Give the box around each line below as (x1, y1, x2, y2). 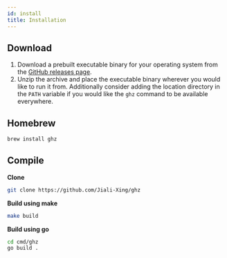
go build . (7, 245, 39, 252)
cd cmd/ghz (7, 238, 39, 246)
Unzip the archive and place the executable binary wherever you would (17, 75, 221, 84)
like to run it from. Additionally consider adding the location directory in (17, 82, 220, 91)
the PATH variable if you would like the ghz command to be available (17, 90, 208, 98)
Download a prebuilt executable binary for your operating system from (17, 60, 218, 69)
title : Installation (7, 17, 67, 24)
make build (7, 212, 39, 219)
